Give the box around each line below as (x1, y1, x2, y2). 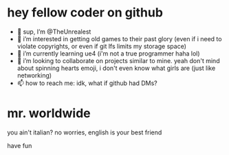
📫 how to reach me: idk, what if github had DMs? (17, 79, 158, 87)
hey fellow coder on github (7, 5, 164, 21)
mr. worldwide (7, 106, 91, 121)
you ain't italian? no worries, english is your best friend (7, 128, 162, 136)
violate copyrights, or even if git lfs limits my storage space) (17, 42, 187, 50)
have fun (7, 141, 32, 150)
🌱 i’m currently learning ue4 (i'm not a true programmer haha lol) (17, 49, 201, 58)
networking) (17, 71, 52, 80)
